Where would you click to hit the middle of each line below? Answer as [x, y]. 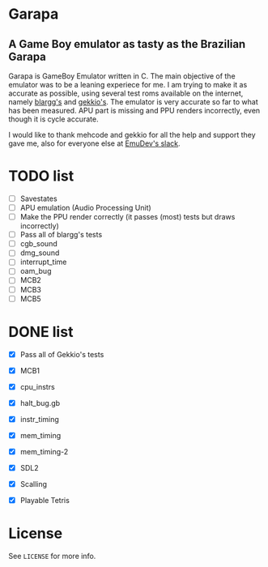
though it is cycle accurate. [53, 119]
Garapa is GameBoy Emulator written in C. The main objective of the [122, 76]
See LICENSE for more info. [52, 556]
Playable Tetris [45, 501]
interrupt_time [43, 262]
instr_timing [39, 419]
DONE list [41, 332]
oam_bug [36, 271]
